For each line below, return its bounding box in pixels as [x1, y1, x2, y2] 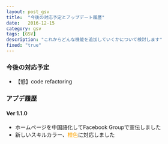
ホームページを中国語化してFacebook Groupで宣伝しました [14, 124, 161, 131]
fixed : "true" [6, 43, 42, 49]
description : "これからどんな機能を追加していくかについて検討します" [6, 37, 163, 43]
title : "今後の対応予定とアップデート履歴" [6, 14, 105, 20]
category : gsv [6, 25, 42, 32]
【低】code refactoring [14, 78, 73, 85]
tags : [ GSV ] [6, 31, 36, 37]
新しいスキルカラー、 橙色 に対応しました [14, 131, 115, 139]
